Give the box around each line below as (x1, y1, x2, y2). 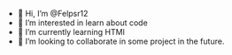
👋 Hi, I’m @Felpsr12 (17, 9, 89, 18)
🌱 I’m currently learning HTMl (17, 27, 126, 37)
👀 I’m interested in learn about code (17, 17, 148, 28)
